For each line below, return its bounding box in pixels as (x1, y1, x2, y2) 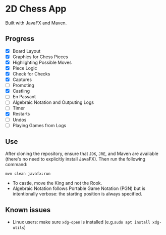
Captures (12, 76, 32, 83)
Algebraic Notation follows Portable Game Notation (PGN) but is (12, 185, 145, 191)
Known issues (5, 206, 51, 214)
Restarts (12, 111, 30, 117)
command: (5, 162, 28, 168)
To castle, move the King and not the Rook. (12, 180, 102, 186)
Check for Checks (12, 71, 50, 76)
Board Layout (12, 48, 41, 54)
